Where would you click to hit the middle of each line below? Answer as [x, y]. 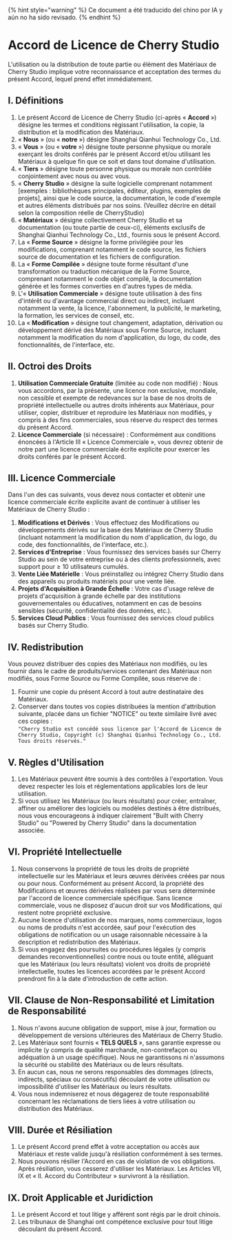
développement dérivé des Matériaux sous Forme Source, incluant [112, 330]
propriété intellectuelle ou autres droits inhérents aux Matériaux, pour [116, 405]
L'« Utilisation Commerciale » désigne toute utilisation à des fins [110, 293]
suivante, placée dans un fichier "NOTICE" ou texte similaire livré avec [117, 714]
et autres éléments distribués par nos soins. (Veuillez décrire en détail [117, 205]
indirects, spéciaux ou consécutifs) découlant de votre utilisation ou [114, 1079]
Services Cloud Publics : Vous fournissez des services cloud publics [116, 618]
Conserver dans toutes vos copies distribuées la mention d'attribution [117, 706]
